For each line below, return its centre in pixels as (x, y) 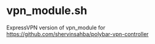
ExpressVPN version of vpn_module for (56, 28)
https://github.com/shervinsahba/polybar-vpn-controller (77, 34)
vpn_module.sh (47, 11)
